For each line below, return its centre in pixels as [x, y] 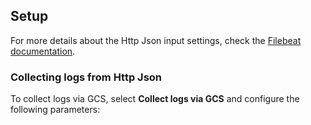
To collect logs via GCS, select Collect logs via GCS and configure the [155, 99]
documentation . [43, 51]
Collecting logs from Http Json [86, 77]
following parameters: [55, 110]
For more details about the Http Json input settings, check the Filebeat [156, 40]
